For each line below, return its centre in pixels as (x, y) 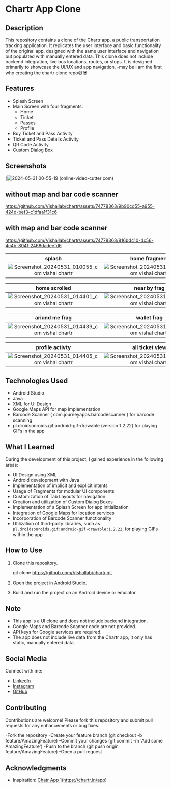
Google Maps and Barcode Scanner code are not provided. (74, 626)
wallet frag (149, 318)
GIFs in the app (28, 431)
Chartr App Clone (43, 9)
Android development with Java (46, 480)
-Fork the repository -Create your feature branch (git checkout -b (74, 735)
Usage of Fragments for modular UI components (63, 491)
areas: (12, 465)
